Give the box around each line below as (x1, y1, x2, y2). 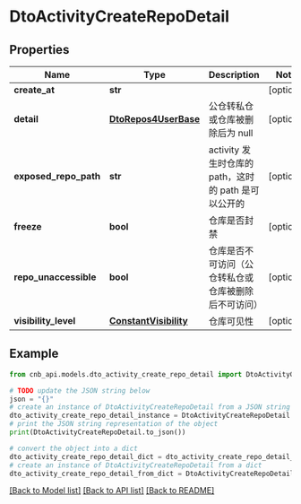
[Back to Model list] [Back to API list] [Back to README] (9, 485, 215, 496)
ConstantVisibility (108, 315, 188, 326)
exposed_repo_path (13, 170, 101, 182)
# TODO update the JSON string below (9, 386, 150, 395)
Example (9, 346, 59, 361)
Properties (9, 42, 70, 57)
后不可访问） (208, 299, 262, 310)
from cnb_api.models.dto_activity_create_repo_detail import (9, 369, 243, 378)
